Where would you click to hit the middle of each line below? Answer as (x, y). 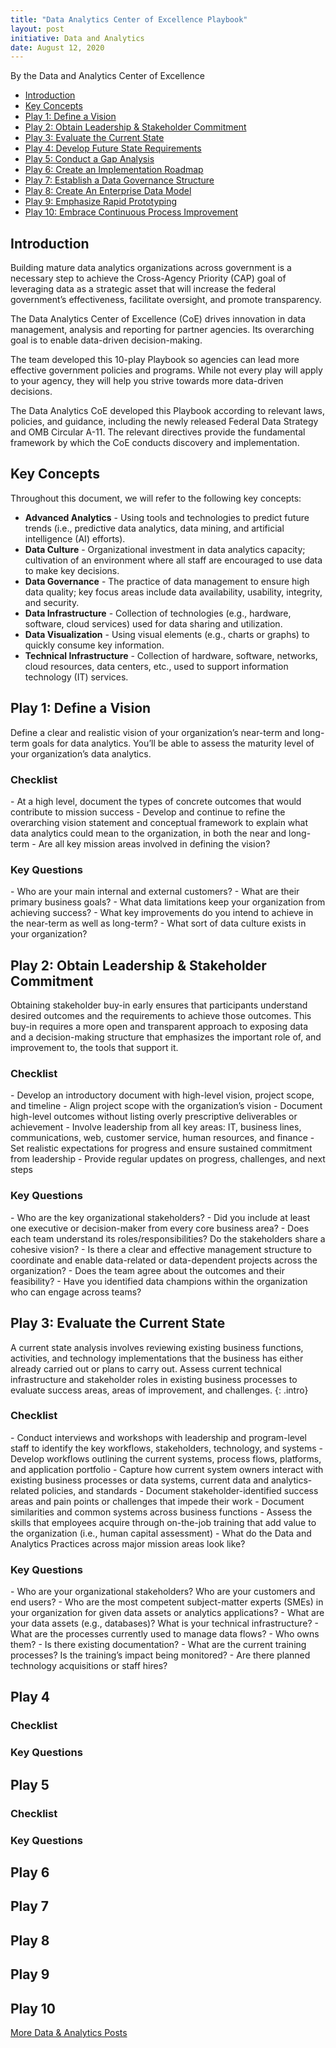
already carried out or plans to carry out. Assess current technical (146, 1368)
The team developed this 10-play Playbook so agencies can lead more (155, 360)
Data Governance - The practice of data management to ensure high (167, 581)
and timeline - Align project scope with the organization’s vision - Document (166, 1106)
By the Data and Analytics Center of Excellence (107, 76)
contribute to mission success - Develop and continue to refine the (148, 812)
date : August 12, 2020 (57, 47)
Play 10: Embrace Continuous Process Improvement (131, 212)
